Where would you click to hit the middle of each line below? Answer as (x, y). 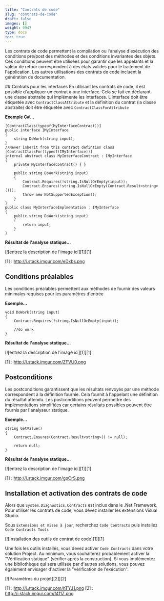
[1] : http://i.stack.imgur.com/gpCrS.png (45, 478)
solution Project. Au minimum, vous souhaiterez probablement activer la (77, 554)
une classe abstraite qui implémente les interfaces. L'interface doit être (76, 97)
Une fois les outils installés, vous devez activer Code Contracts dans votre (79, 549)
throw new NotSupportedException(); (60, 194)
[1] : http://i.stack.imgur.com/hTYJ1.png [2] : (49, 588)
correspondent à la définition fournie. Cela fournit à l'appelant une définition (82, 394)
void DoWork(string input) (32, 312)
